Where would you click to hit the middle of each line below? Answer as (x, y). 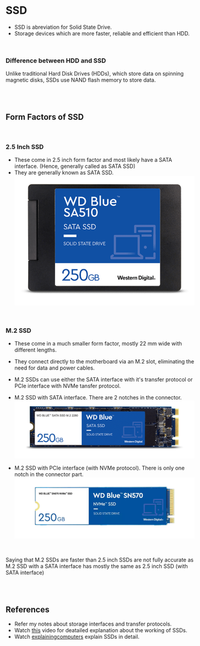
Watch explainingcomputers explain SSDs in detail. (77, 637)
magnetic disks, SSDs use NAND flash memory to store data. (81, 80)
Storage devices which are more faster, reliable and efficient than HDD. (102, 33)
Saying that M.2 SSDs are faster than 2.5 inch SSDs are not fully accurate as (100, 560)
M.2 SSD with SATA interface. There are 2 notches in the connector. (98, 398)
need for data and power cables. (54, 368)
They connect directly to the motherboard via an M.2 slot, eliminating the (104, 362)
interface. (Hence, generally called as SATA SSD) (75, 166)
